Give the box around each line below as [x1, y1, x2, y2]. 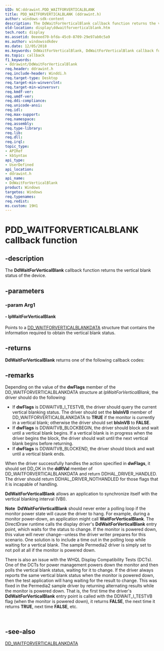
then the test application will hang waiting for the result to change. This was [5, 577, 157, 584]
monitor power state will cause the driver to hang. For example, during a [5, 511, 150, 517]
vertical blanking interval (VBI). [5, 496, 67, 502]
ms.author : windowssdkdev [5, 39, 58, 44]
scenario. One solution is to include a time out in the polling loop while [5, 537, 146, 543]
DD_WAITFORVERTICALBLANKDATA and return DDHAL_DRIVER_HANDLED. [5, 471, 157, 477]
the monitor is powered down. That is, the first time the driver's [5, 588, 132, 594]
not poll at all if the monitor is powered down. [5, 547, 96, 553]
